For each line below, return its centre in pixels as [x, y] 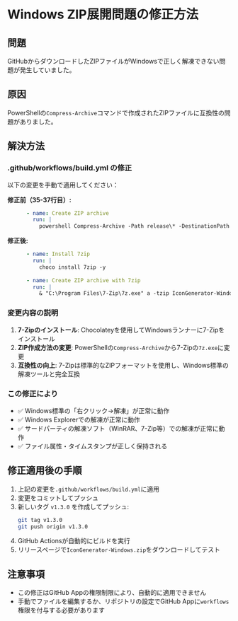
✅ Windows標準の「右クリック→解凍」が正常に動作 [93, 410]
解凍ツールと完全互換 [49, 374]
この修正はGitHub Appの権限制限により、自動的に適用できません [112, 593]
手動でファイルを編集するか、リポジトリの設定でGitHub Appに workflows [123, 601]
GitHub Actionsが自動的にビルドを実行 [74, 541]
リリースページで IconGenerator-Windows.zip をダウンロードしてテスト [119, 550]
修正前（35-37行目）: [40, 199]
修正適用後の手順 [45, 471]
